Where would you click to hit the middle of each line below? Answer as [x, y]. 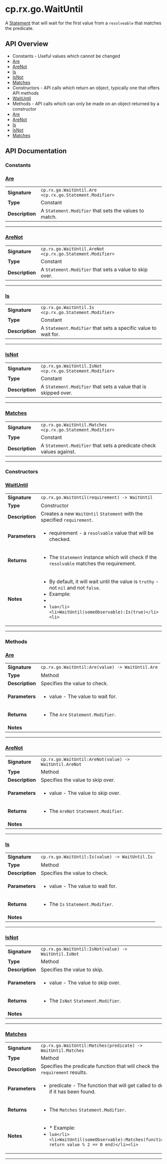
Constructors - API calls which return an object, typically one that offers [86, 88]
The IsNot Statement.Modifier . [85, 1001]
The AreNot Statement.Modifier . [86, 811]
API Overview [27, 44]
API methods [25, 93]
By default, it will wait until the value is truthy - [104, 582]
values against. [58, 451]
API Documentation [36, 151]
